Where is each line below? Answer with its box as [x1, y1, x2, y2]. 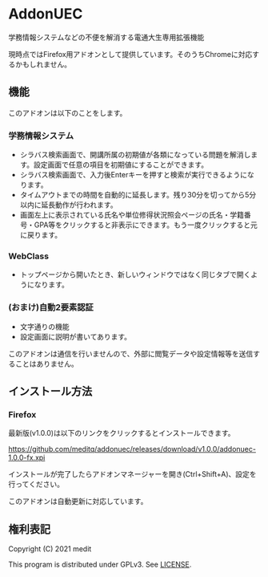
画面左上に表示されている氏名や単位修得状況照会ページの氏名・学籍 [19, 210, 245, 220]
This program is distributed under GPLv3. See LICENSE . [8, 559, 192, 570]
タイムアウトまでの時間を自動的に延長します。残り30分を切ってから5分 [19, 190, 257, 200]
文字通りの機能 [19, 322, 70, 331]
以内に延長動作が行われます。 [19, 200, 118, 209]
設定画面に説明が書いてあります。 [19, 331, 132, 341]
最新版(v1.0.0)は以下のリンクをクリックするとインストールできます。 [8, 429, 235, 438]
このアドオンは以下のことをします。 [8, 108, 127, 117]
